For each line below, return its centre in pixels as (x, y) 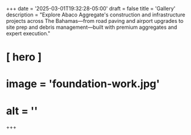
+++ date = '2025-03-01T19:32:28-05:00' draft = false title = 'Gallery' (91, 9)
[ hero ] (24, 57)
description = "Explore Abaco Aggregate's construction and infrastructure (96, 15)
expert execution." (28, 33)
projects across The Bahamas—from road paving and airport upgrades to (95, 21)
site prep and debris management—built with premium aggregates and (92, 27)
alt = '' (22, 111)
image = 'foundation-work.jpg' (83, 84)
